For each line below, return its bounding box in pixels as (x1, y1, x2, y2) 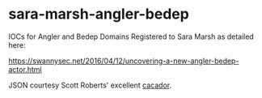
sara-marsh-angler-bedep (8, 5, 190, 23)
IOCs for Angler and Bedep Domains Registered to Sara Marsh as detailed (8, 32, 255, 41)
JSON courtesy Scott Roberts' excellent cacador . (8, 80, 172, 90)
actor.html (8, 64, 42, 74)
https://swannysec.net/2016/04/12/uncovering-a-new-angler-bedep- (8, 56, 239, 66)
